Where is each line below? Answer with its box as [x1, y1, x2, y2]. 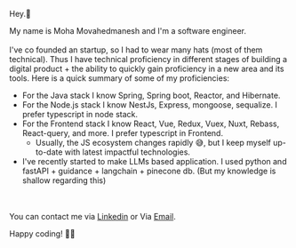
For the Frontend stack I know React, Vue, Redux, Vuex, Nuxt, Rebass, [21, 118, 280, 129]
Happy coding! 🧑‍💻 [9, 228, 76, 239]
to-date [35, 147, 63, 157]
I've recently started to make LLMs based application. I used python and [21, 156, 287, 166]
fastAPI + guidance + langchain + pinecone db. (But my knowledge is [21, 165, 276, 176]
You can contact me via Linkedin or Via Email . [9, 212, 176, 221]
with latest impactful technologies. [64, 147, 191, 157]
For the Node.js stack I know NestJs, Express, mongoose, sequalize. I [21, 100, 278, 110]
